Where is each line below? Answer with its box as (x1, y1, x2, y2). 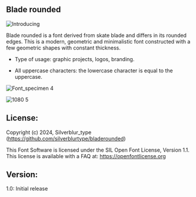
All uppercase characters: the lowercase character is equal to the (14, 67, 173, 74)
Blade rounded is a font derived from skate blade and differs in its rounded (6, 32, 187, 39)
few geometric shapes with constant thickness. (6, 44, 121, 51)
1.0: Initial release (6, 185, 48, 192)
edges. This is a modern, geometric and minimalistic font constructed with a (6, 38, 191, 45)
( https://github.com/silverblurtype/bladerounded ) (6, 135, 126, 142)
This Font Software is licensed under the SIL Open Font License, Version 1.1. (6, 146, 190, 153)
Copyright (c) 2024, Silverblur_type (6, 129, 92, 136)
